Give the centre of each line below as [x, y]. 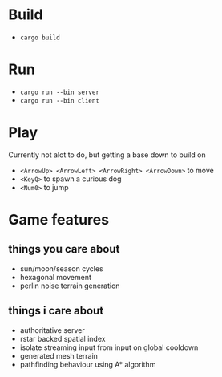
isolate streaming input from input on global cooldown [109, 347]
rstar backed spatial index [63, 338]
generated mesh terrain [59, 355]
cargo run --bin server [60, 92]
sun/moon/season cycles [61, 268]
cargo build [40, 38]
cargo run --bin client [60, 101]
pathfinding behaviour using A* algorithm [88, 364]
